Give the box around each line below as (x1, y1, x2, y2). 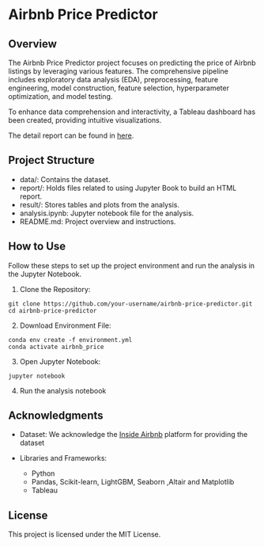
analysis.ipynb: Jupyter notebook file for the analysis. (19, 208, 194, 218)
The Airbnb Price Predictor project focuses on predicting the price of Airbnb (8, 58, 256, 67)
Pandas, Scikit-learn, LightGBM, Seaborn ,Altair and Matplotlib (31, 477, 235, 487)
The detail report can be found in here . (8, 131, 134, 140)
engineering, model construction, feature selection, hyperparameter (8, 83, 229, 93)
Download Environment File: (19, 321, 111, 330)
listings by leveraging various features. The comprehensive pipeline (8, 66, 229, 76)
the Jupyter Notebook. (8, 269, 82, 279)
